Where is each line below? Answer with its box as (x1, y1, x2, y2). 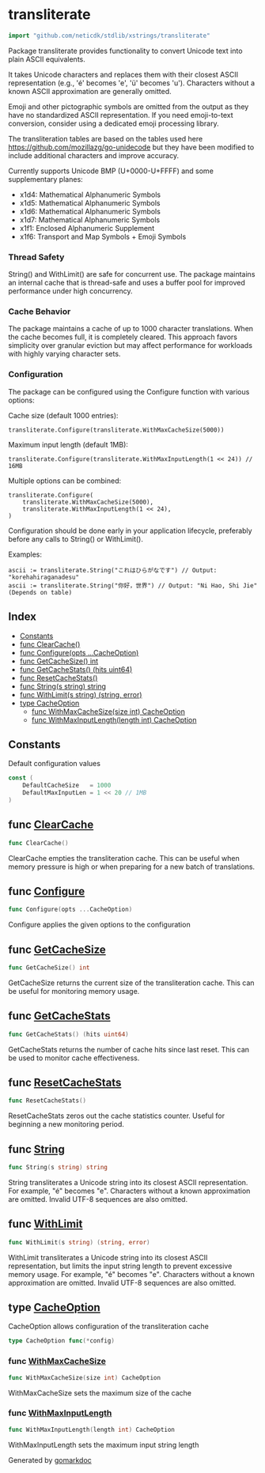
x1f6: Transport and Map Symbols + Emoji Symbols (19, 232, 187, 241)
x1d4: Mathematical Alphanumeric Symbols (19, 190, 161, 199)
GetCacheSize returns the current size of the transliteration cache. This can (8, 978, 255, 988)
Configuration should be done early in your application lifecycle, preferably (8, 526, 252, 535)
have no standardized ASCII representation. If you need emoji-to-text (8, 110, 233, 119)
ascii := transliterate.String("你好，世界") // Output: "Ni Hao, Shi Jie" (8, 581, 258, 590)
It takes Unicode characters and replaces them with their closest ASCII (8, 70, 239, 79)
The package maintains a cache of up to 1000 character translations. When (8, 324, 254, 334)
